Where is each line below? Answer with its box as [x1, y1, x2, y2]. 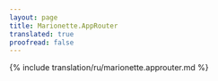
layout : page [9, 12, 58, 22]
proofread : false [9, 37, 74, 47]
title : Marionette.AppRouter [9, 21, 118, 30]
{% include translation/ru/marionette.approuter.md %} [9, 62, 209, 73]
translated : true [9, 29, 74, 38]
